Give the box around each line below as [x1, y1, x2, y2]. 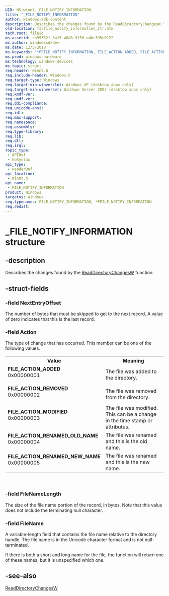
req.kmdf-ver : [5, 92, 35, 97]
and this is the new [105, 459, 150, 466]
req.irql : [5, 143, 26, 148]
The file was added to [105, 368, 157, 375]
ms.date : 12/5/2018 [5, 45, 46, 50]
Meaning [122, 357, 144, 364]
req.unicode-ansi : [5, 106, 44, 111]
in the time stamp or [105, 417, 153, 424]
